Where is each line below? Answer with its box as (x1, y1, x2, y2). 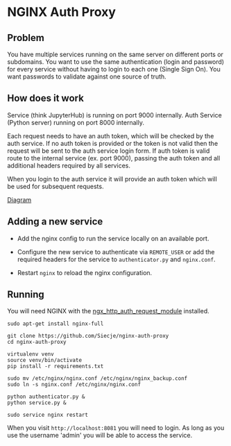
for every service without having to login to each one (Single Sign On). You (7, 65, 221, 73)
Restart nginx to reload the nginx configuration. (17, 268, 153, 276)
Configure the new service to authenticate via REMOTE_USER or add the (17, 247, 215, 256)
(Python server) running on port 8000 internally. (7, 118, 144, 126)
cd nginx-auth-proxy (7, 338, 67, 346)
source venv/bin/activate (7, 357, 82, 364)
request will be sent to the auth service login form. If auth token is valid (7, 147, 210, 155)
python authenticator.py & (7, 393, 85, 400)
